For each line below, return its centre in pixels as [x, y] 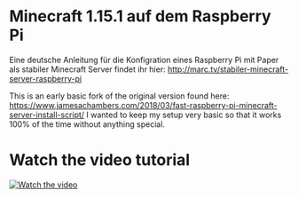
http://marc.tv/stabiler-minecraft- [228, 69]
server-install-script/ [47, 115]
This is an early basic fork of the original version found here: [119, 96]
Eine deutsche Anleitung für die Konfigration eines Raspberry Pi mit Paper [144, 59]
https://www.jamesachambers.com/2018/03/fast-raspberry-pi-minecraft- [143, 105]
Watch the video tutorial [100, 160]
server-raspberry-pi [46, 78]
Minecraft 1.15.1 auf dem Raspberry [141, 16]
